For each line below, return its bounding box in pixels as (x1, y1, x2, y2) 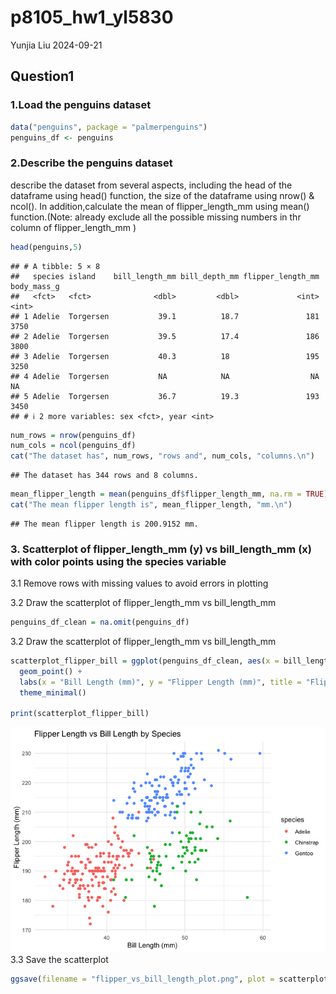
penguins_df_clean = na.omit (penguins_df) (10, 617, 190, 628)
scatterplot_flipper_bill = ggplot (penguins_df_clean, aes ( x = (10, 656, 280, 666)
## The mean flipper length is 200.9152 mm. (10, 519, 199, 529)
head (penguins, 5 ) (10, 242, 83, 252)
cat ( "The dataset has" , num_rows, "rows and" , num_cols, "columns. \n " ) (10, 451, 315, 461)
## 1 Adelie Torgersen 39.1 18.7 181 (10, 311, 320, 321)
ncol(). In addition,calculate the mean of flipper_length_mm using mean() (10, 200, 310, 212)
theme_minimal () (19, 687, 87, 698)
